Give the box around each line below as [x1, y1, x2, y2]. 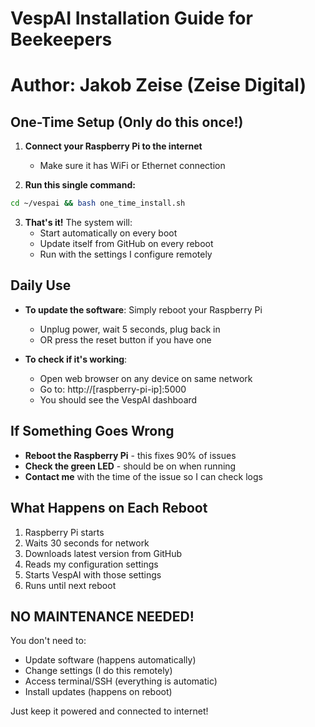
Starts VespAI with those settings [24, 568, 162, 581]
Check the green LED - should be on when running [24, 460, 237, 472]
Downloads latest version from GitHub [24, 547, 183, 559]
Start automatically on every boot [39, 227, 178, 239]
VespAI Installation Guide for [10, 7, 253, 30]
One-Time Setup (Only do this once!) [10, 113, 244, 131]
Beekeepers [10, 28, 113, 51]
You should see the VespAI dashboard [39, 393, 198, 406]
